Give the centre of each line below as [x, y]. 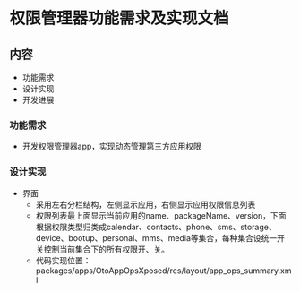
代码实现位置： [63, 260]
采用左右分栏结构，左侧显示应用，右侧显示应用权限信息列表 [146, 204]
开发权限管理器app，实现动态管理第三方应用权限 [111, 146]
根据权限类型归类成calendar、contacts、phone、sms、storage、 [156, 227]
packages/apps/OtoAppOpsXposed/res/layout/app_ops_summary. [158, 271]
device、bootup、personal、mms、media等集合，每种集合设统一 [156, 237]
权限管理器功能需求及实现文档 [120, 18]
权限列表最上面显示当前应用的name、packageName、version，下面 [161, 215]
